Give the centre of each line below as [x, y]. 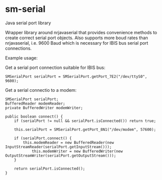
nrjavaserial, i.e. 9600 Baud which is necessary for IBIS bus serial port [77, 43]
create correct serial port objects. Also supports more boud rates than [77, 38]
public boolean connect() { [34, 117]
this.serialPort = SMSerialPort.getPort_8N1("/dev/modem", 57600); [85, 129]
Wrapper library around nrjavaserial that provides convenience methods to [81, 32]
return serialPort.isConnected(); [50, 169]
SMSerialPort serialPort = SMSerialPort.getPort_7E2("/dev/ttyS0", [76, 76]
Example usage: [22, 58]
